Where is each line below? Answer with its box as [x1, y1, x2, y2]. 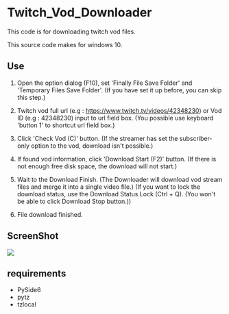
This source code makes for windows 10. [7, 40, 123, 49]
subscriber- [179, 134, 213, 142]
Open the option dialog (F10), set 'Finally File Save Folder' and [16, 79, 193, 87]
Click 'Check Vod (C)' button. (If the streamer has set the [16, 134, 178, 142]
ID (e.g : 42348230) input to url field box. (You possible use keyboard [16, 114, 214, 122]
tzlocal [16, 300, 36, 309]
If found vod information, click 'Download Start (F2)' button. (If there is [16, 155, 217, 163]
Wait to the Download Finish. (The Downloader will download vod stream [16, 175, 223, 183]
